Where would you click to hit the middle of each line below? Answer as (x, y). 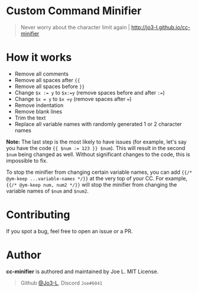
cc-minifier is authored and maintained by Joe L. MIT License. (82, 271)
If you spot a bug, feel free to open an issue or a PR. (69, 231)
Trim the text (30, 118)
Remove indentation (39, 105)
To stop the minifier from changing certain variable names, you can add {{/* (99, 172)
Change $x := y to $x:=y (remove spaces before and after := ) (90, 92)
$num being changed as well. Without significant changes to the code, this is (98, 154)
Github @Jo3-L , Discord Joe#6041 (61, 283)
